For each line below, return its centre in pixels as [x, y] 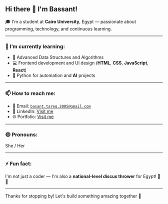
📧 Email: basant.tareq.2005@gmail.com [51, 106]
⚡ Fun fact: [18, 163]
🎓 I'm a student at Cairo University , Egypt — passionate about [71, 21]
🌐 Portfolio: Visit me [33, 117]
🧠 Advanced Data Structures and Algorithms [58, 57]
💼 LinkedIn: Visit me [33, 111]
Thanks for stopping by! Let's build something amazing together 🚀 [73, 196]
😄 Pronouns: [21, 134]
